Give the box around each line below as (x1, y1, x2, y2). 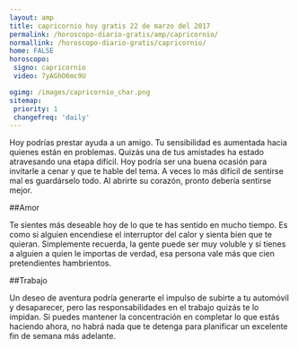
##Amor (9, 203, 40, 213)
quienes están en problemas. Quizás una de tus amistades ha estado (9, 147, 265, 158)
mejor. (9, 185, 33, 196)
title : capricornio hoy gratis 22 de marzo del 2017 (9, 22, 211, 30)
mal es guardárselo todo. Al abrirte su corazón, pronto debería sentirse (9, 176, 272, 187)
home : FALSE (9, 47, 54, 56)
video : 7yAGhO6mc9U (13, 72, 87, 81)
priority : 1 (13, 104, 58, 113)
